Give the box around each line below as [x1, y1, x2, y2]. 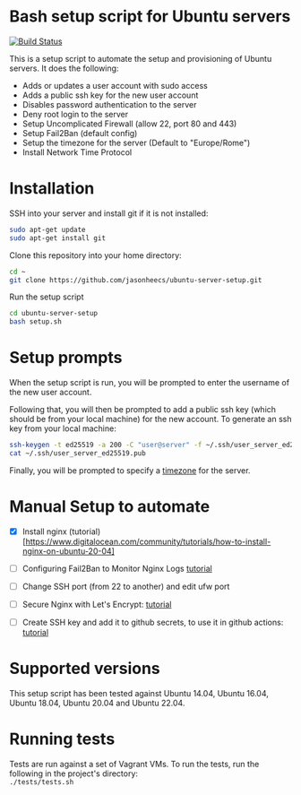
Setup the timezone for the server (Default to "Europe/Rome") [21, 137, 251, 148]
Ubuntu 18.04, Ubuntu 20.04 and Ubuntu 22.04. [9, 697, 185, 708]
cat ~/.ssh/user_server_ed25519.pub [9, 448, 146, 458]
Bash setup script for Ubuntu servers [9, 6, 291, 27]
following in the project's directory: [9, 768, 139, 779]
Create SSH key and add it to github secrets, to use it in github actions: [21, 617, 284, 627]
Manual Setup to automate [9, 497, 211, 516]
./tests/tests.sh [9, 777, 74, 786]
